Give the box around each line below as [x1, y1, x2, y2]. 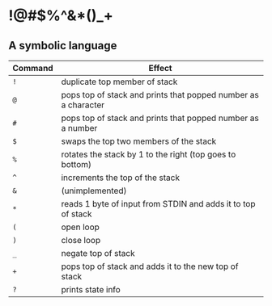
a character [61, 99, 105, 111]
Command [12, 63, 54, 73]
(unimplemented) [61, 185, 127, 196]
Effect [148, 63, 172, 73]
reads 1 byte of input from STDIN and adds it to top [61, 199, 256, 209]
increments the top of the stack [61, 172, 181, 183]
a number [61, 123, 98, 133]
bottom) [61, 159, 91, 170]
